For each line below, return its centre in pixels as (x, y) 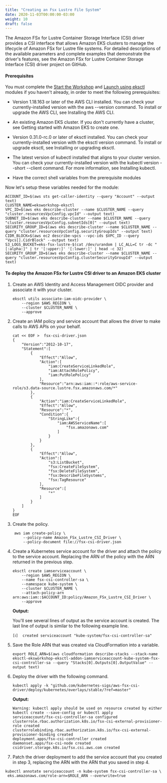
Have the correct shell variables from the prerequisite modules (77, 178)
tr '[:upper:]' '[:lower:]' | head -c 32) (79, 249)
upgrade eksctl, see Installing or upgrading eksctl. (64, 148)
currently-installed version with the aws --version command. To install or (87, 107)
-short (19, 168)
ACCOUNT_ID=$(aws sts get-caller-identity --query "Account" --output (80, 197)
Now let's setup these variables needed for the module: (62, 187)
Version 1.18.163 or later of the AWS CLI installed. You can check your (83, 102)
